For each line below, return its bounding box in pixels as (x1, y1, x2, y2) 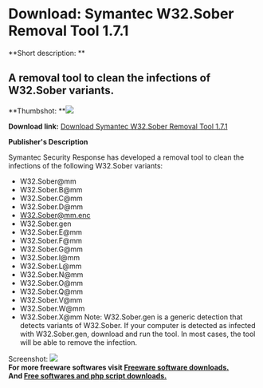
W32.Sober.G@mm (19, 244, 84, 254)
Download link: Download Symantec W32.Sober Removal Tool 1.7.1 (8, 121, 228, 131)
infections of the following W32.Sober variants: (8, 160, 163, 170)
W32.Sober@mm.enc (19, 210, 91, 220)
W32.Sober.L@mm (19, 261, 82, 271)
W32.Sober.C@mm (19, 193, 84, 203)
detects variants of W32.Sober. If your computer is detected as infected (19, 320, 257, 330)
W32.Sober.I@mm (19, 252, 80, 262)
